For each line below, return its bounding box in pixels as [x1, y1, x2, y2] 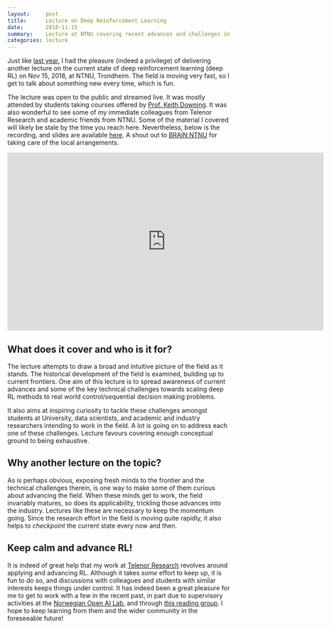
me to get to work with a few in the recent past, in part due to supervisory [7, 591, 223, 600]
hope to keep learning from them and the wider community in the [7, 606, 198, 614]
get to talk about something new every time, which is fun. [7, 79, 175, 88]
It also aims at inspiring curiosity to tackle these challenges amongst [7, 406, 207, 414]
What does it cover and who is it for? [7, 343, 173, 355]
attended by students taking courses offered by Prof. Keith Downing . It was [7, 100, 227, 109]
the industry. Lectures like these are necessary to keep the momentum [7, 506, 215, 515]
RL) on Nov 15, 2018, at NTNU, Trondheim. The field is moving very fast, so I [7, 72, 229, 80]
